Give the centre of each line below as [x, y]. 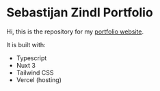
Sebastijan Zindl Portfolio [80, 13]
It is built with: [26, 44]
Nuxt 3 [26, 65]
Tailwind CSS [35, 73]
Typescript [31, 58]
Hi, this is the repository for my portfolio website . [75, 31]
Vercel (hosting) [39, 79]
